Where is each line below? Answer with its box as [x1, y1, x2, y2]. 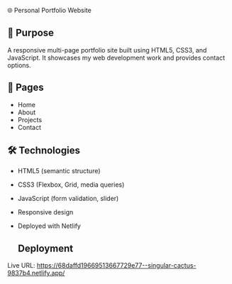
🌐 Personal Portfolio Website [7, 6, 92, 14]
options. [7, 60, 32, 70]
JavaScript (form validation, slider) [17, 195, 119, 203]
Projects [17, 115, 43, 124]
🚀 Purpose [7, 27, 55, 39]
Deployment [17, 242, 73, 254]
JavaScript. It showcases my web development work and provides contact [7, 53, 226, 62]
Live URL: [7, 261, 35, 270]
